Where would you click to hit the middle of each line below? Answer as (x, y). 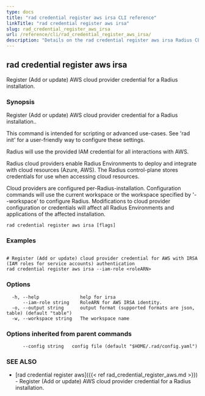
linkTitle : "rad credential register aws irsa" (68, 23)
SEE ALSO (22, 361)
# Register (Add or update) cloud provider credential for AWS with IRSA (102, 259)
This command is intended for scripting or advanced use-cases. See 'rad (98, 133)
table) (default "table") (39, 313)
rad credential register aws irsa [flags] (61, 225)
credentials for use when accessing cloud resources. (73, 177)
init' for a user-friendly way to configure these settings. (76, 140)
